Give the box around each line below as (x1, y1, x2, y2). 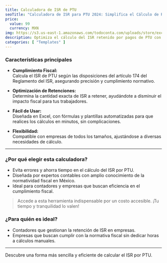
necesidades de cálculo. (12, 139, 63, 145)
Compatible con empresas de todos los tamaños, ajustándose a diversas (12, 133, 162, 139)
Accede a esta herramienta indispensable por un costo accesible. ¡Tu (17, 198, 159, 204)
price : (5, 16, 19, 21)
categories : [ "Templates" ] (5, 40, 66, 45)
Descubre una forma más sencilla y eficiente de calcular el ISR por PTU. (5, 252, 153, 258)
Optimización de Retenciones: (12, 88, 76, 94)
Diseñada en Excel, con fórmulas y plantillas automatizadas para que (12, 113, 154, 120)
